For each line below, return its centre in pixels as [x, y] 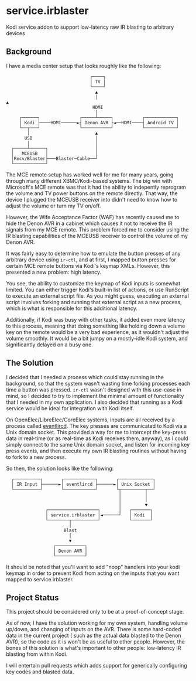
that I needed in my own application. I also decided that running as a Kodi [94, 402]
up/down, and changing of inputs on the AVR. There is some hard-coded [94, 629]
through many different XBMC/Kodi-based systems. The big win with [89, 181]
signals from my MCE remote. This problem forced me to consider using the [97, 229]
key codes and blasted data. [40, 672]
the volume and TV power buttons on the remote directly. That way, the [92, 193]
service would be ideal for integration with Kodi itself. [70, 408]
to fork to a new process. [36, 457]
